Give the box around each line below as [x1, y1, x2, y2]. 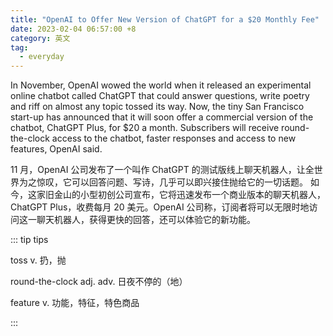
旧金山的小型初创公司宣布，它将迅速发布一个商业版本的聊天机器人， [44, 189, 326, 201]
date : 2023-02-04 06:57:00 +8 [10, 24, 137, 34]
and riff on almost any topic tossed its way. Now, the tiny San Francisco [10, 101, 305, 113]
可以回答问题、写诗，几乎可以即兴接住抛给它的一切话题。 [71, 176, 308, 188]
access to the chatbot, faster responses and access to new [51, 132, 297, 145]
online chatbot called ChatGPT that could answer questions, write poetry [10, 90, 310, 102]
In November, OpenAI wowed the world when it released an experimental [10, 79, 312, 91]
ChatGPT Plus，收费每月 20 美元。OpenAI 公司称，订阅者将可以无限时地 [10, 201, 310, 213]
